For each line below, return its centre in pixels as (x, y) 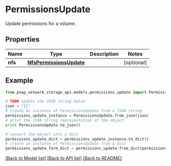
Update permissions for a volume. (41, 23)
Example (19, 81)
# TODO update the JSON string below (45, 101)
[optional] (135, 62)
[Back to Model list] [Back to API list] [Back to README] (64, 158)
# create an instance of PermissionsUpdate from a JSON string (74, 111)
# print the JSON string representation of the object (65, 120)
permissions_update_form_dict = (39, 149)
